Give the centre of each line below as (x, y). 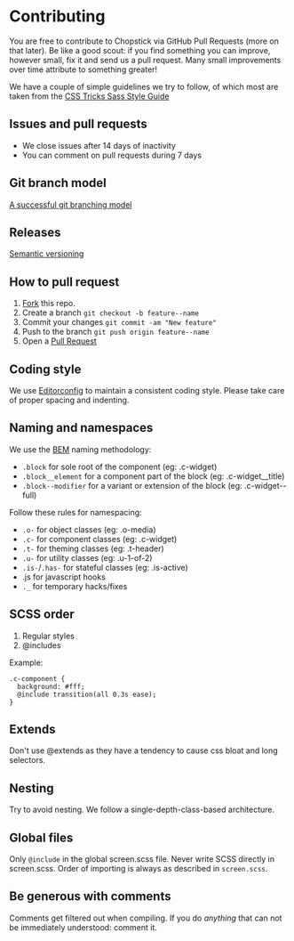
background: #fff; (52, 686)
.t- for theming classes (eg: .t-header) (93, 548)
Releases (35, 232)
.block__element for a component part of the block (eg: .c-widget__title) (153, 476)
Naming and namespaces (81, 428)
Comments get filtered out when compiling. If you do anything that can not (146, 918)
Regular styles (48, 636)
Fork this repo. (48, 304)
